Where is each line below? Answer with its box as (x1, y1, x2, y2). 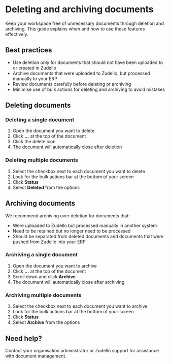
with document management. (5, 353, 67, 359)
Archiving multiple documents (5, 291, 82, 299)
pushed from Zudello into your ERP (12, 239, 86, 245)
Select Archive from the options (12, 319, 80, 325)
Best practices (5, 46, 52, 54)
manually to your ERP (12, 75, 57, 82)
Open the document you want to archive (12, 262, 97, 269)
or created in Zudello (12, 64, 57, 71)
